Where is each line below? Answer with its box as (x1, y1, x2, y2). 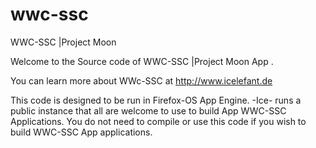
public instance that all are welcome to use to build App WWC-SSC (10, 104, 287, 117)
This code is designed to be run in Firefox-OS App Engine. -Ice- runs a (10, 94, 302, 106)
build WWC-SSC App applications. (10, 126, 153, 138)
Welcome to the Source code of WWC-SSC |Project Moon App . (10, 55, 274, 67)
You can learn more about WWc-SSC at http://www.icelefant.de (10, 74, 273, 87)
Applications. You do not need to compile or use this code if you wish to (10, 115, 307, 127)
